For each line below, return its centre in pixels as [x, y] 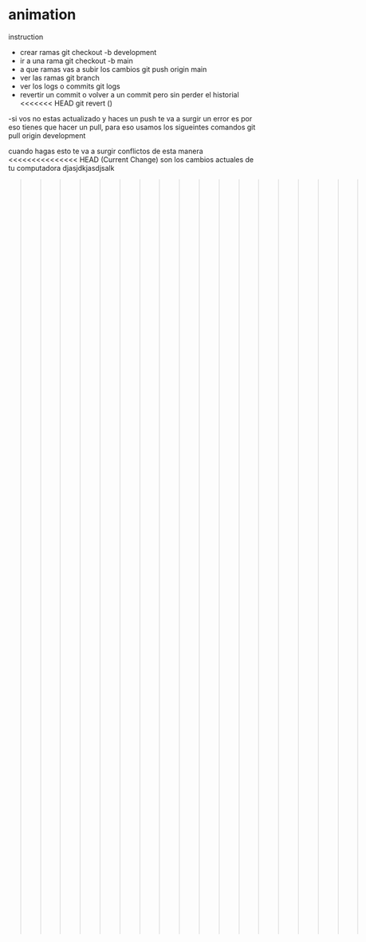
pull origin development [47, 135]
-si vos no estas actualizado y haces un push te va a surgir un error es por [130, 118]
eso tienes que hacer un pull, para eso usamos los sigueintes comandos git [132, 127]
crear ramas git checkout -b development [88, 52]
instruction [26, 37]
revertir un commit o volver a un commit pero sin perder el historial [129, 94]
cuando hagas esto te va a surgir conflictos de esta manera [106, 151]
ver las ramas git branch [59, 77]
